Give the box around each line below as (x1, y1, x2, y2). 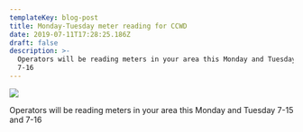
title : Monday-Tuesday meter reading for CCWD (9, 22, 188, 31)
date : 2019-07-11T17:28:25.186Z (9, 30, 131, 39)
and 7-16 (9, 114, 42, 125)
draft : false (9, 38, 59, 48)
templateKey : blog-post (9, 13, 99, 22)
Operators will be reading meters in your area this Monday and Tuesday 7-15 (9, 104, 294, 115)
